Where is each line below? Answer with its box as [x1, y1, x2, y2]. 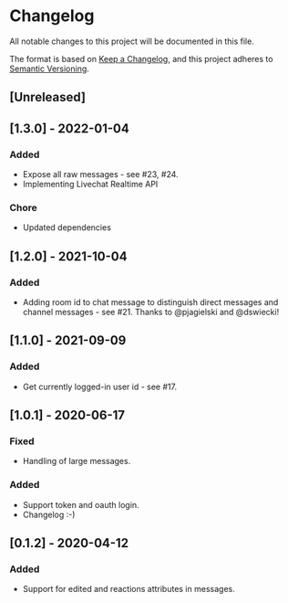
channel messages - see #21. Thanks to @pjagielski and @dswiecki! [22, 307, 280, 317]
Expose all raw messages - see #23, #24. [22, 169, 180, 180]
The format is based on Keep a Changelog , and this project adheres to [9, 53, 273, 64]
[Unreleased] [9, 90, 87, 105]
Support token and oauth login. [22, 499, 139, 510]
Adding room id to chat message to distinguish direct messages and [22, 297, 279, 307]
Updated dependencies [22, 222, 112, 233]
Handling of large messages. [22, 456, 131, 467]
